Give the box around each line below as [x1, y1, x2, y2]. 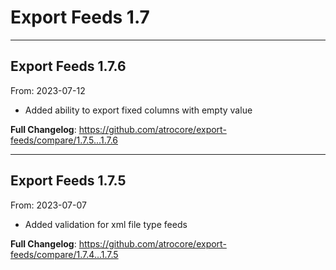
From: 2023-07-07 [10, 199, 87, 211]
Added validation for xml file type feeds [24, 218, 188, 230]
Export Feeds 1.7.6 [10, 58, 127, 75]
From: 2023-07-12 [10, 84, 86, 96]
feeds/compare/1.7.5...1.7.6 [10, 134, 118, 146]
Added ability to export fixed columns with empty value [24, 104, 253, 116]
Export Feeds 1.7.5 [10, 172, 127, 190]
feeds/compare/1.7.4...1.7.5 [10, 248, 119, 260]
